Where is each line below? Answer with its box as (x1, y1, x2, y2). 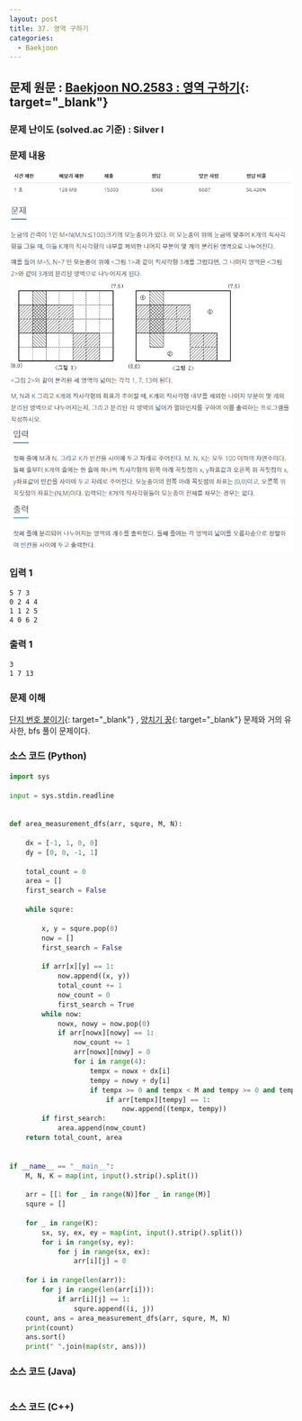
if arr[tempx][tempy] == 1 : (105, 1095, 211, 1104)
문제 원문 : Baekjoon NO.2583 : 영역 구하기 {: (9, 79, 250, 95)
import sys (9, 771, 50, 781)
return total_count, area (25, 1134, 123, 1143)
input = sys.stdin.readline (9, 791, 115, 800)
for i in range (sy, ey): (41, 1237, 135, 1247)
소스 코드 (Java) (9, 1365, 76, 1378)
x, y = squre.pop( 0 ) (41, 924, 119, 933)
